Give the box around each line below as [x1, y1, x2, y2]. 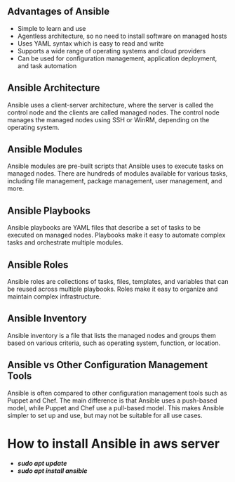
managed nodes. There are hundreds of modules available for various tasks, [7, 169, 228, 178]
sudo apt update [17, 459, 67, 467]
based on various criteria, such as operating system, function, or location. [7, 339, 221, 347]
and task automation [17, 61, 77, 70]
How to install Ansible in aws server [7, 436, 220, 452]
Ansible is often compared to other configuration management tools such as [7, 389, 227, 397]
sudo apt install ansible [17, 467, 88, 475]
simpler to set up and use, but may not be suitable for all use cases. [7, 411, 203, 419]
